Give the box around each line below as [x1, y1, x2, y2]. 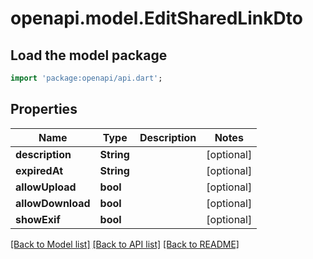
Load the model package [10, 47, 168, 64]
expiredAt [15, 163, 64, 177]
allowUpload [15, 180, 77, 194]
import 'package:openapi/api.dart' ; [10, 73, 163, 83]
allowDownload [15, 196, 91, 210]
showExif [15, 212, 61, 226]
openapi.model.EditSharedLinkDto [10, 7, 303, 30]
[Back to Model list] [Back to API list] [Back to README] [10, 238, 240, 250]
